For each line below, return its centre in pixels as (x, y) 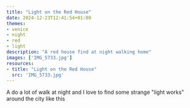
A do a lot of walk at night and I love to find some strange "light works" (95, 92)
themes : (16, 23)
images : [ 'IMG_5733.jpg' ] (39, 58)
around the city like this (36, 99)
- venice (17, 29)
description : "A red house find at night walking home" (79, 52)
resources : (20, 63)
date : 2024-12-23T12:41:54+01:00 (49, 18)
